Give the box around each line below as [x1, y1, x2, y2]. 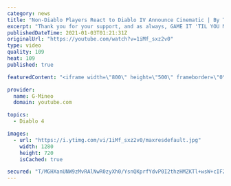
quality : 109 [7, 49, 45, 56]
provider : [7, 86, 36, 93]
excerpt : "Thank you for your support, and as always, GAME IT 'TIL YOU [7, 23, 220, 30]
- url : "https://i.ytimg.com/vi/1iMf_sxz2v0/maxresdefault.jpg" [13, 136, 201, 143]
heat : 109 [7, 55, 36, 62]
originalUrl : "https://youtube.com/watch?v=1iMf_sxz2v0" [7, 36, 174, 43]
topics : [7, 112, 30, 118]
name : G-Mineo [13, 92, 54, 100]
